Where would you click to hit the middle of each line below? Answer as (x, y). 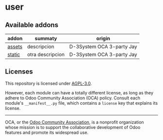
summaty (46, 39)
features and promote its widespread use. (47, 132)
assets (15, 47)
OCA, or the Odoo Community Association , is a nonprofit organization (74, 122)
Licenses (19, 72)
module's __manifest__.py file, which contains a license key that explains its (81, 103)
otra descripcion (46, 54)
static (14, 54)
